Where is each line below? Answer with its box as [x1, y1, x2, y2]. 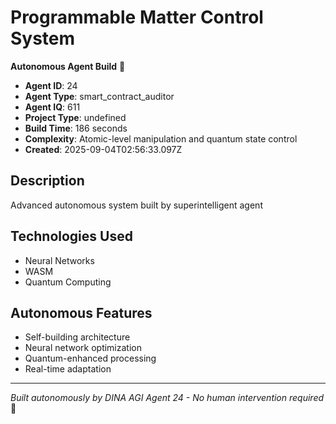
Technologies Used [10, 228, 133, 245]
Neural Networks [24, 254, 95, 266]
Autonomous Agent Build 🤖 [10, 60, 126, 72]
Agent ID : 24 [24, 79, 78, 91]
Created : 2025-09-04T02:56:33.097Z [24, 143, 183, 155]
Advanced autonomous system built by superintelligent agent [10, 199, 263, 211]
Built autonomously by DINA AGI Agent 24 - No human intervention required [10, 392, 325, 404]
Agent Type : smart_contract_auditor [24, 90, 175, 102]
